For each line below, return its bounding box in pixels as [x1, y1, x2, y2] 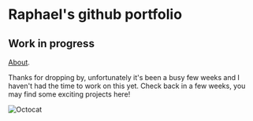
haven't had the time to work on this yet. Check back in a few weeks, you [8, 81, 246, 90]
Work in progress [8, 37, 95, 50]
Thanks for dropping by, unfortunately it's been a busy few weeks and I [8, 73, 240, 82]
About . [8, 57, 30, 67]
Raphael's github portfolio [8, 5, 183, 24]
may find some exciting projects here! [8, 90, 131, 99]
